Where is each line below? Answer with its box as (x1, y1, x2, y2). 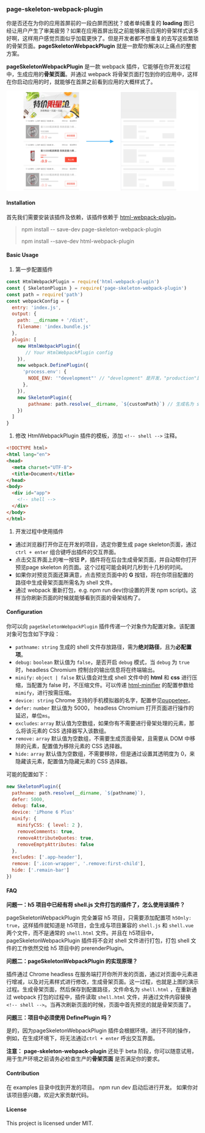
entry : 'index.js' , (12, 304, 62, 311)
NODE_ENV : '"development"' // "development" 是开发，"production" (28, 375, 197, 381)
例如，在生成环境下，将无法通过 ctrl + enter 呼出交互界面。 (6, 1035, 159, 1042)
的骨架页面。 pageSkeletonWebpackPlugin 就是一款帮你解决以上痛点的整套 (6, 42, 197, 50)
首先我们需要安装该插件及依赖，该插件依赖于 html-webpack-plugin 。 (6, 213, 180, 221)
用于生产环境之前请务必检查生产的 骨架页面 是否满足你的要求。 (6, 1055, 163, 1063)
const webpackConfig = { (6, 298, 70, 304)
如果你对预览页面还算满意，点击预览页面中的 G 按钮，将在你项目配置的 (15, 571, 194, 578)
